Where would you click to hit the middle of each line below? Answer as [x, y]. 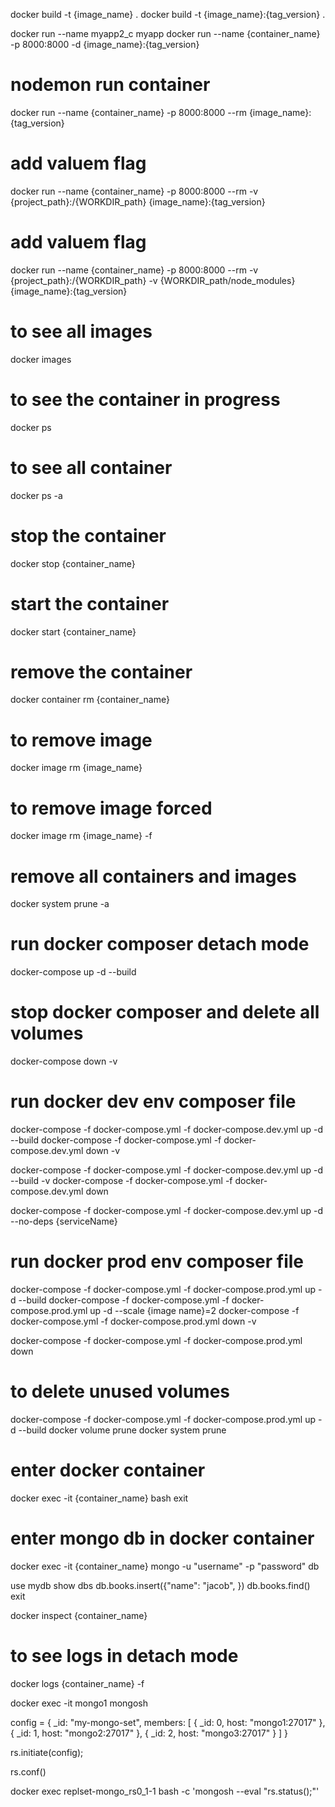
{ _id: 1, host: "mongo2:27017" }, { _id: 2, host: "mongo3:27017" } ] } [149, 1733]
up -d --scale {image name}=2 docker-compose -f [194, 1310]
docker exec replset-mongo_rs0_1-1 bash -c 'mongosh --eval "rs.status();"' [165, 1791]
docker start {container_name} [73, 631]
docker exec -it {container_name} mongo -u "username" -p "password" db [165, 1566]
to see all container [91, 467]
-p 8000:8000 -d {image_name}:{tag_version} [105, 44]
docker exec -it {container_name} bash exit [99, 1498]
